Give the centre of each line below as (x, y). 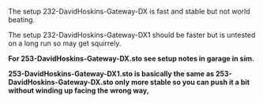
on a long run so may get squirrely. (65, 43)
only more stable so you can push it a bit (182, 82)
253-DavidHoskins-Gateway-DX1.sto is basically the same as (111, 74)
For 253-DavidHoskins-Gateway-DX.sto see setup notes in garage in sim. (131, 59)
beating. (22, 20)
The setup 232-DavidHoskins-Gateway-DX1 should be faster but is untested (132, 35)
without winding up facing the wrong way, (79, 90)
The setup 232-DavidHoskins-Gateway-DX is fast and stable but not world (129, 11)
